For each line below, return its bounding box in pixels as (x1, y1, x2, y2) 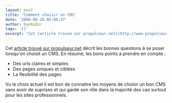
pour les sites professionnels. (5, 92, 68, 98)
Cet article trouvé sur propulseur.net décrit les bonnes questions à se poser (5, 45, 165, 51)
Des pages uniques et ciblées (12, 66, 76, 72)
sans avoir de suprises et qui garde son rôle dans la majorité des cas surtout (5, 87, 166, 92)
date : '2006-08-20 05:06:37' (5, 17, 68, 22)
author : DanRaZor (5, 21, 42, 27)
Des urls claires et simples (12, 61, 69, 66)
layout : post (5, 7, 33, 13)
